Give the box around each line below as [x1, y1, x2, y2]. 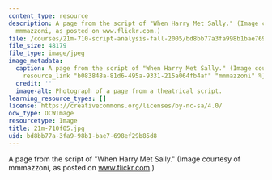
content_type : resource [8, 11, 89, 20]
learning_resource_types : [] [8, 94, 107, 103]
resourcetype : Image [8, 117, 79, 125]
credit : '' [15, 79, 53, 87]
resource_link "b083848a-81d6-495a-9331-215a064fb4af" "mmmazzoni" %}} [23, 72, 270, 80]
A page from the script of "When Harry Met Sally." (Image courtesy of [8, 154, 241, 164]
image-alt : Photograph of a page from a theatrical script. [15, 86, 223, 95]
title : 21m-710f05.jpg [8, 124, 85, 132]
